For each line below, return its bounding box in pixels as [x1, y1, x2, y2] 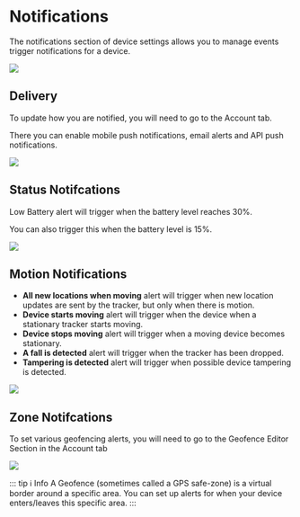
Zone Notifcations [9, 409, 113, 424]
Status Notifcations [9, 183, 121, 198]
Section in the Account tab [9, 443, 108, 454]
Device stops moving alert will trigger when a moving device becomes [22, 328, 286, 339]
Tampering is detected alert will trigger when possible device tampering [22, 357, 292, 368]
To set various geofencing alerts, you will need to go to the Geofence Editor [9, 433, 289, 444]
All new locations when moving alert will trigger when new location [22, 290, 274, 301]
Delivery [9, 88, 58, 104]
